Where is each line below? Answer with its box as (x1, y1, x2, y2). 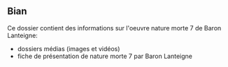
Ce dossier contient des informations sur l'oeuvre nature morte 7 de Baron (7, 23, 222, 32)
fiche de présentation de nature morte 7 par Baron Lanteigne (17, 52, 192, 60)
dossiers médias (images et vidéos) (17, 44, 120, 52)
